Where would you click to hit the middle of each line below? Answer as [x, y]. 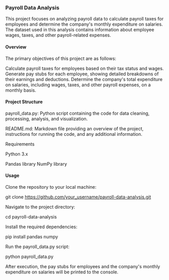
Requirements [20, 144]
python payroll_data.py [29, 256]
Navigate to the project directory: [40, 207]
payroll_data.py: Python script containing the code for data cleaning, [78, 113]
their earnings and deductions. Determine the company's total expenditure [84, 79]
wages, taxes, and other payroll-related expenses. [58, 35]
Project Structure [24, 102]
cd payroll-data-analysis [31, 216]
